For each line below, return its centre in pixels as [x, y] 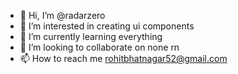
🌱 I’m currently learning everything [91, 36]
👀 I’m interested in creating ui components [107, 26]
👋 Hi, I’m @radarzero [62, 15]
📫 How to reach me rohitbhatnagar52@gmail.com [123, 58]
